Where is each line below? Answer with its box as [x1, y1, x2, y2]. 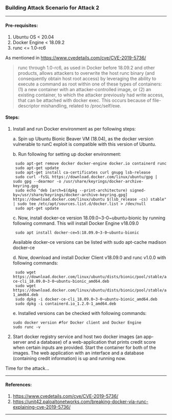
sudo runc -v [12, 324, 41, 329]
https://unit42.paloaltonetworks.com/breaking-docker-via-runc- [12, 398, 148, 405]
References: [5, 382, 32, 388]
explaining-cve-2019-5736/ [12, 404, 71, 410]
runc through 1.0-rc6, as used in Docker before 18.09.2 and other [17, 65, 155, 71]
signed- [130, 187, 146, 193]
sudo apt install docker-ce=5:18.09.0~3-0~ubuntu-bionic [15, 230, 139, 235]
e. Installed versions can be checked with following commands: [12, 310, 147, 316]
